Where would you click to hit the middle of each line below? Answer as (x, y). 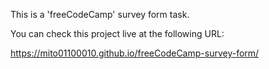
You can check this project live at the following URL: (117, 33)
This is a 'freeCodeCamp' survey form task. (100, 14)
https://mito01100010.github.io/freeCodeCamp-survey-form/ (135, 53)
